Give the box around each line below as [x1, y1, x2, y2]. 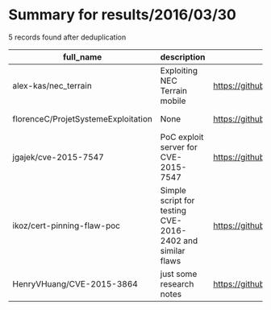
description [160, 51, 206, 62]
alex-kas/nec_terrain [12, 80, 93, 91]
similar [160, 245, 186, 256]
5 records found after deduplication [8, 32, 127, 42]
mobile [160, 95, 186, 106]
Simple [160, 184, 187, 196]
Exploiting [160, 64, 198, 76]
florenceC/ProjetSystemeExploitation [12, 113, 153, 124]
